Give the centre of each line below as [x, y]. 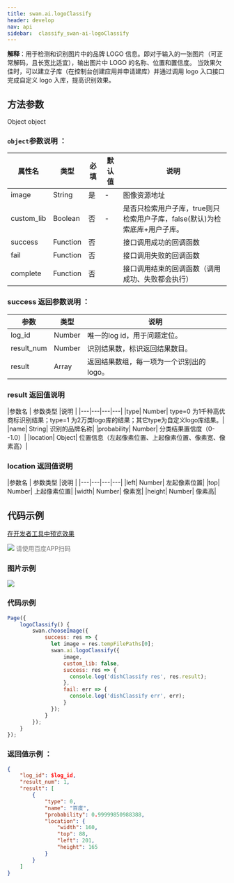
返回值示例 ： [30, 754]
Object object [27, 122]
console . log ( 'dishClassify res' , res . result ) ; [138, 676]
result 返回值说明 [36, 394]
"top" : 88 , [73, 834]
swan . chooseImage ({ [61, 631]
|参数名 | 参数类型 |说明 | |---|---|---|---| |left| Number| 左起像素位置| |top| [114, 482]
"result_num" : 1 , [45, 782]
